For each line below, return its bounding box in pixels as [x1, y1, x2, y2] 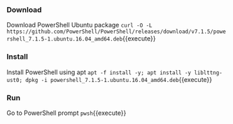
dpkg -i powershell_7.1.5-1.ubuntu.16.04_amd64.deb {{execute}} [24, 75, 213, 83]
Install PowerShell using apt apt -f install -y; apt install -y [6, 68, 192, 76]
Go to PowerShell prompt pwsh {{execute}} [6, 109, 127, 117]
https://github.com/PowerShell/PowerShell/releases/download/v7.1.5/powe [6, 28, 227, 36]
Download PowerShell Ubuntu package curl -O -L [6, 21, 153, 29]
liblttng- [194, 69, 223, 76]
